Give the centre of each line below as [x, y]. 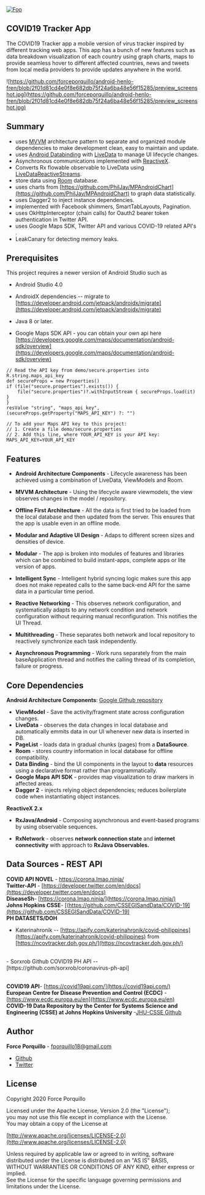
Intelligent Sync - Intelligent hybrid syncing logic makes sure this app [103, 579]
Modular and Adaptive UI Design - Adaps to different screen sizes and [105, 535]
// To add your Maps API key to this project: [67, 424]
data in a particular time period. [55, 591]
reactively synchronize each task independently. [76, 641]
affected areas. [34, 784]
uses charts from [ [39, 187]
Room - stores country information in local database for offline [94, 751]
